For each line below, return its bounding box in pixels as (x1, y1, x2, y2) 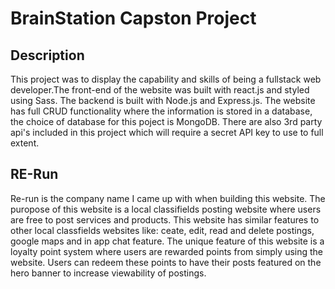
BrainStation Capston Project (10, 7, 257, 30)
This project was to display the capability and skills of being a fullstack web (10, 73, 322, 85)
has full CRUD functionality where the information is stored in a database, (10, 105, 313, 117)
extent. (10, 137, 40, 149)
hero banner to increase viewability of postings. (10, 267, 207, 279)
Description (10, 47, 85, 64)
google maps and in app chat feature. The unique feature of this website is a (10, 235, 325, 247)
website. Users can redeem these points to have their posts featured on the (10, 256, 322, 268)
